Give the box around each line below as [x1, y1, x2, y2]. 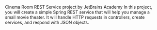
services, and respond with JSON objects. [5, 19, 89, 25]
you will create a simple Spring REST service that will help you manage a [5, 9, 150, 15]
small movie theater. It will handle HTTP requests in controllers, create [5, 15, 145, 20]
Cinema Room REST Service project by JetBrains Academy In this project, [5, 4, 153, 10]
